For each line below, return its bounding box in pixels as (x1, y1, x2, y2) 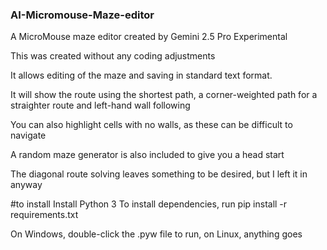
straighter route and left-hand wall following (10, 99, 191, 112)
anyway (10, 179, 43, 191)
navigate (10, 129, 47, 142)
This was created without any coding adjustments (10, 50, 216, 62)
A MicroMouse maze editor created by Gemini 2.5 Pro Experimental (10, 31, 288, 43)
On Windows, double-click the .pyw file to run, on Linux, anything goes (10, 228, 303, 240)
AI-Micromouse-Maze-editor (10, 8, 155, 22)
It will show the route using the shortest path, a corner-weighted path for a (10, 89, 318, 101)
